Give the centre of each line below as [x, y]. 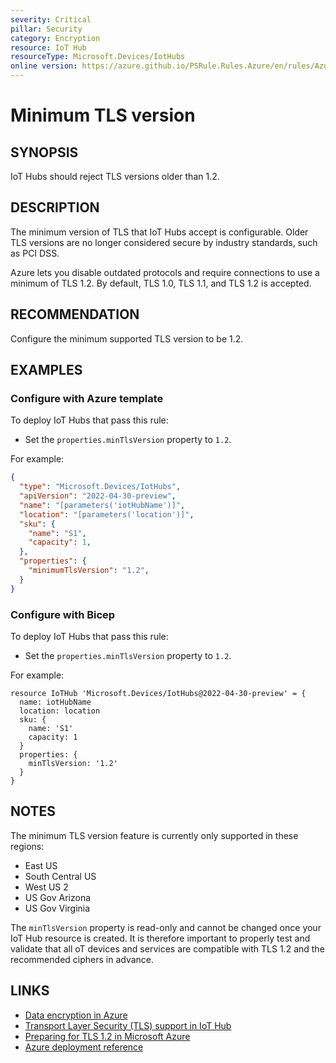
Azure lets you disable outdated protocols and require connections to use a [165, 272]
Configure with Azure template [87, 398]
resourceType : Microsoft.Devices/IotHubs [98, 57]
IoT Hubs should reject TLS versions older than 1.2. [115, 176]
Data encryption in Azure [76, 1015]
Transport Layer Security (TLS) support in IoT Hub [128, 1025]
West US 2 [46, 887]
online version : [44, 66]
